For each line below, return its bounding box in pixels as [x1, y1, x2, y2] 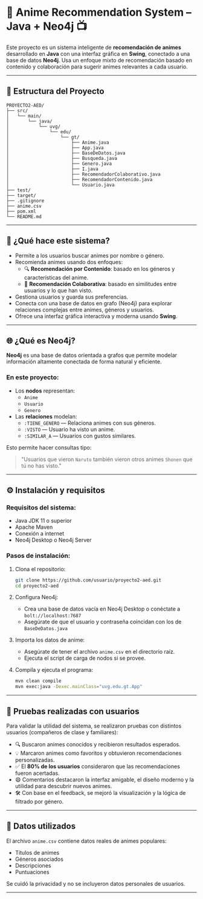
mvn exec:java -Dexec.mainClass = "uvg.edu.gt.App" [14, 684, 143, 690]
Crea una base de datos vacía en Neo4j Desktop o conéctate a [24, 605, 181, 612]
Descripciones [14, 861, 51, 869]
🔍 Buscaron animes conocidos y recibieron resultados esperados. [14, 740, 181, 748]
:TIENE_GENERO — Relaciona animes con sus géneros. [24, 419, 156, 426]
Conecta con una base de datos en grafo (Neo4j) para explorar [14, 299, 172, 307]
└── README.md [6, 213, 42, 220]
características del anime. [24, 274, 89, 281]
